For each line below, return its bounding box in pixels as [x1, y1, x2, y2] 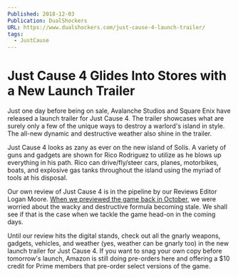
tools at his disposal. [7, 173, 68, 182]
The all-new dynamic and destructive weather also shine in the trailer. [7, 129, 212, 138]
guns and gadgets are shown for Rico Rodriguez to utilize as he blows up [7, 151, 222, 159]
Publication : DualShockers [7, 17, 88, 24]
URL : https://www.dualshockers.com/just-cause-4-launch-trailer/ [7, 24, 205, 31]
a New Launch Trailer [7, 83, 135, 99]
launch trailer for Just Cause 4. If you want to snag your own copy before [7, 247, 222, 256]
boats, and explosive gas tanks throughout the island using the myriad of [7, 166, 222, 175]
